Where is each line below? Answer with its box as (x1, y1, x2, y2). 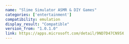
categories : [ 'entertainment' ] (5, 12, 72, 17)
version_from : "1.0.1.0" (5, 26, 58, 31)
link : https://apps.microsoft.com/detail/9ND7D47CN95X (5, 31, 124, 36)
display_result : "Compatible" (5, 21, 70, 27)
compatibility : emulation (5, 17, 60, 22)
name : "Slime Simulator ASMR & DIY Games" (5, 7, 97, 13)
